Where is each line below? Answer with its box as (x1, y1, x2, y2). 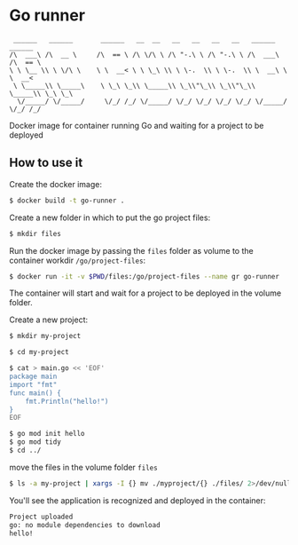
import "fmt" (9, 380, 58, 389)
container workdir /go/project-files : (9, 255, 146, 265)
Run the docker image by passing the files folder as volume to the (9, 245, 255, 256)
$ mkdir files (9, 229, 62, 238)
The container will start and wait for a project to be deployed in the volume (9, 288, 282, 298)
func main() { (9, 388, 62, 398)
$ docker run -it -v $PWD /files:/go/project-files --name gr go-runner (9, 272, 279, 280)
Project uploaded (9, 512, 74, 521)
